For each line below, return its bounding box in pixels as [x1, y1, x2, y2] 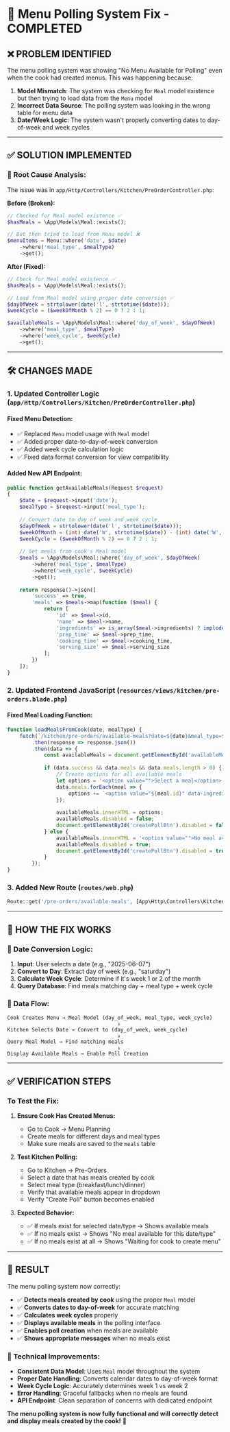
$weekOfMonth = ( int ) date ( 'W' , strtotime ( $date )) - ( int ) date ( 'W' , [19, 529, 222, 536]
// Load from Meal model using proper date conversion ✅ [7, 294, 175, 301]
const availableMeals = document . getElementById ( [43, 752, 188, 759]
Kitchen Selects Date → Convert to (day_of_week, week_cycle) [7, 1027, 188, 1034]
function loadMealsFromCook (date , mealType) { [7, 726, 142, 733]
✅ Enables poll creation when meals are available [16, 1326, 159, 1335]
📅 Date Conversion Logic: [7, 944, 94, 954]
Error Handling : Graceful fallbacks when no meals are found [16, 1389, 188, 1397]
